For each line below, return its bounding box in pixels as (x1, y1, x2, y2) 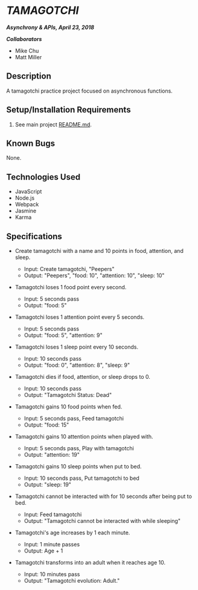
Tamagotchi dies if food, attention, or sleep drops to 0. (14, 373, 151, 380)
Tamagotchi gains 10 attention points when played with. (14, 433, 153, 440)
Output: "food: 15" (24, 421, 69, 428)
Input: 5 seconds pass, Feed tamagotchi (24, 415, 124, 422)
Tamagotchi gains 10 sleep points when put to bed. (14, 463, 142, 470)
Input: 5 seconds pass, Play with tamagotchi (24, 445, 134, 451)
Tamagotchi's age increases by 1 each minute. (14, 529, 130, 536)
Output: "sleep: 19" (24, 481, 71, 488)
